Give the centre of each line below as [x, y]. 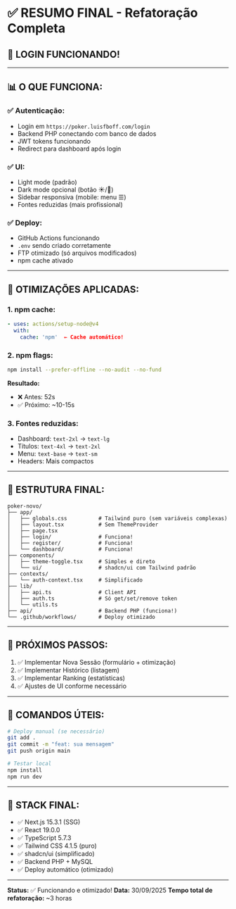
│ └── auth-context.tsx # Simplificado [75, 580]
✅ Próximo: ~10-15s [46, 405]
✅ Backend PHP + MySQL [55, 862]
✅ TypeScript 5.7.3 [44, 838]
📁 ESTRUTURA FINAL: [56, 490]
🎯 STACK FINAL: [43, 805]
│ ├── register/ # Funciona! [70, 543]
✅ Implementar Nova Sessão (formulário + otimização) [97, 662]
